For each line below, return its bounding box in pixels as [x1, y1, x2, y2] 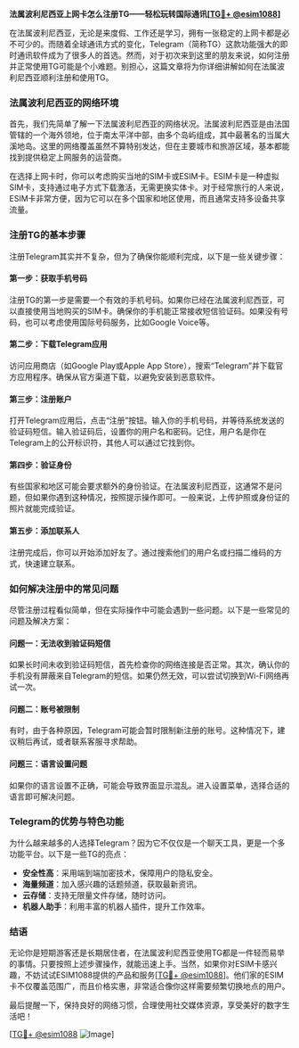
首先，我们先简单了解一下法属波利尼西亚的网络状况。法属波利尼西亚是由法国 [9, 119, 290, 129]
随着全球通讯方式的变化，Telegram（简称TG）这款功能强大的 [55, 39, 280, 49]
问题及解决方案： [9, 615, 72, 626]
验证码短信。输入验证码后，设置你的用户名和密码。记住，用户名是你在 [9, 426, 267, 437]
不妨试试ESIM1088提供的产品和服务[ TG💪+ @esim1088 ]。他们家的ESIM [24, 970, 285, 980]
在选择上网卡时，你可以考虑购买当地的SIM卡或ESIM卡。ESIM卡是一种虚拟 [9, 171, 279, 182]
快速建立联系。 [24, 557, 80, 569]
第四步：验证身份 [9, 459, 72, 470]
